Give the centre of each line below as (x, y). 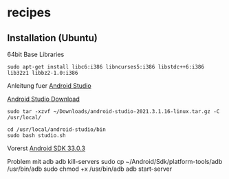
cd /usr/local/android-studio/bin (57, 130)
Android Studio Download (44, 99)
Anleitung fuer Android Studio (49, 86)
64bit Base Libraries (36, 54)
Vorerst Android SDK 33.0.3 (46, 148)
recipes (29, 13)
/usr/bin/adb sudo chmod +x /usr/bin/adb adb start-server (90, 169)
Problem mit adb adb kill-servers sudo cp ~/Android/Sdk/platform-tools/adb (115, 162)
